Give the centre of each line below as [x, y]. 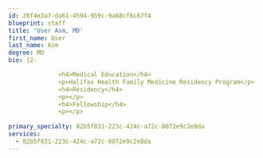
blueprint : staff [37, 23]
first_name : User [37, 38]
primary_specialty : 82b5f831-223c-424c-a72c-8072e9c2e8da [106, 127]
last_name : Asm [33, 45]
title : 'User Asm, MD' [46, 30]
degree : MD [26, 53]
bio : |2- [23, 61]
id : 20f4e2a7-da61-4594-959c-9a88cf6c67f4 [80, 16]
